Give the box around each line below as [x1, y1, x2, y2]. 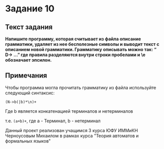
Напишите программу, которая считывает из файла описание [5, 36, 141, 42]
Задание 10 [5, 3, 55, 14]
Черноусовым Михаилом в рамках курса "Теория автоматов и [5, 133, 139, 139]
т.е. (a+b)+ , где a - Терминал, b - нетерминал [5, 118, 101, 124]
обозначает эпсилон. [5, 57, 52, 63]
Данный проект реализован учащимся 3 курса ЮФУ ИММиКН [5, 127, 138, 133]
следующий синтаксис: [5, 90, 55, 96]
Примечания [5, 72, 47, 80]
